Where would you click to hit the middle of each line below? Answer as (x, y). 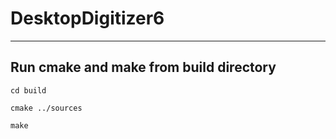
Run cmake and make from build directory (143, 67)
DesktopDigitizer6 (87, 18)
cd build (28, 90)
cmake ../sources (46, 108)
